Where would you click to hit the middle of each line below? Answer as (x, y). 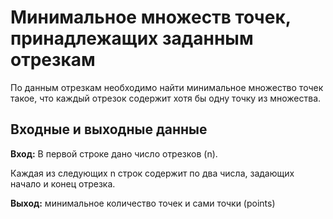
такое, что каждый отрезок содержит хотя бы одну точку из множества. (166, 98)
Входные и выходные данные (109, 129)
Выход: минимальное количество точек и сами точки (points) (143, 203)
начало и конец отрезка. (63, 183)
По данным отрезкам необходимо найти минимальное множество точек (167, 87)
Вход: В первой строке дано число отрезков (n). (114, 153)
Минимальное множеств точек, (151, 17)
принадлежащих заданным (132, 38)
